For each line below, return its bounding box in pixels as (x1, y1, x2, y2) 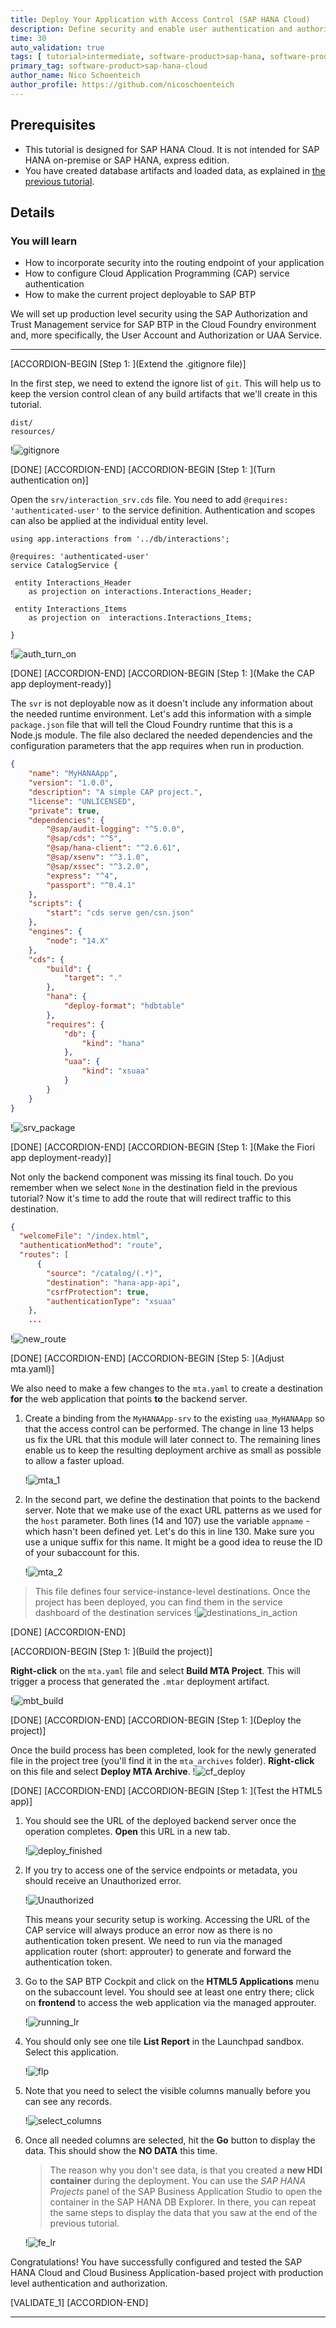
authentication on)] (10, 474, 89, 486)
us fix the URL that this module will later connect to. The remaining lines (24, 1434, 321, 1446)
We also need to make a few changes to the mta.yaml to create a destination (10, 1382, 324, 1395)
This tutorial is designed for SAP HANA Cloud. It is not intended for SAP (24, 143, 320, 155)
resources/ (10, 427, 56, 437)
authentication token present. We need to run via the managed (24, 1935, 283, 1947)
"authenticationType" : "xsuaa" (46, 1296, 177, 1306)
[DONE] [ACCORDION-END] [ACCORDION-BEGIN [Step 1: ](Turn (10, 464, 276, 476)
